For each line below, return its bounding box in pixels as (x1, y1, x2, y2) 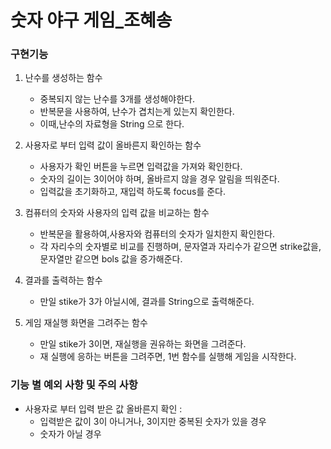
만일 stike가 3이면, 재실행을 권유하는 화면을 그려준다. (39, 338, 247, 350)
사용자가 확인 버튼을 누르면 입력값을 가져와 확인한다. (39, 161, 243, 173)
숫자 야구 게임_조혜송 (10, 9, 173, 32)
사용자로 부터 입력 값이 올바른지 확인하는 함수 (24, 139, 202, 151)
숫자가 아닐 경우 (39, 427, 102, 440)
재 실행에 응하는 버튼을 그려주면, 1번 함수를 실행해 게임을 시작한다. (39, 351, 297, 363)
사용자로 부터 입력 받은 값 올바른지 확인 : (24, 402, 183, 415)
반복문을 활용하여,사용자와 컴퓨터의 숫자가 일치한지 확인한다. (39, 228, 276, 240)
